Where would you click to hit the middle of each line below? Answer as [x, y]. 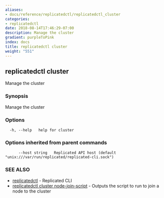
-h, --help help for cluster [42, 130]
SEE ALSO [18, 170]
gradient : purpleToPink [30, 38]
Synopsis [17, 96]
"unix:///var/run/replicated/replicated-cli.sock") [59, 157]
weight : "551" [20, 51]
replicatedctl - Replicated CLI [42, 180]
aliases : [14, 10]
